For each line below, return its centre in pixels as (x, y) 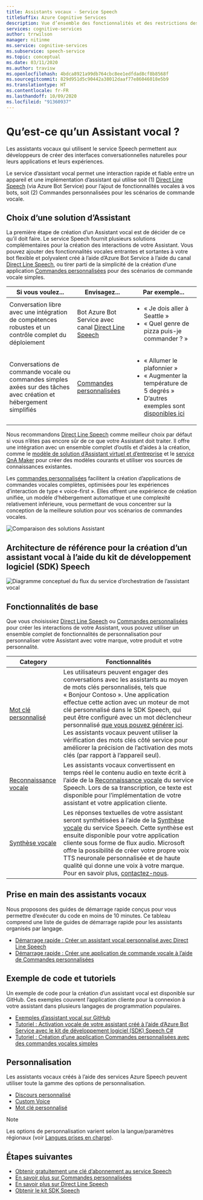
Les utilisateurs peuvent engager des (116, 672)
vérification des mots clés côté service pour (125, 740)
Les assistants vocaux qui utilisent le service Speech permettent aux (92, 148)
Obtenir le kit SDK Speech (47, 1191)
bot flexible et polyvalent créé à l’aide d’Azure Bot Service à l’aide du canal (99, 258)
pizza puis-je (163, 331)
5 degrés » (159, 391)
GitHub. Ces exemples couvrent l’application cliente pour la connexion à (96, 999)
